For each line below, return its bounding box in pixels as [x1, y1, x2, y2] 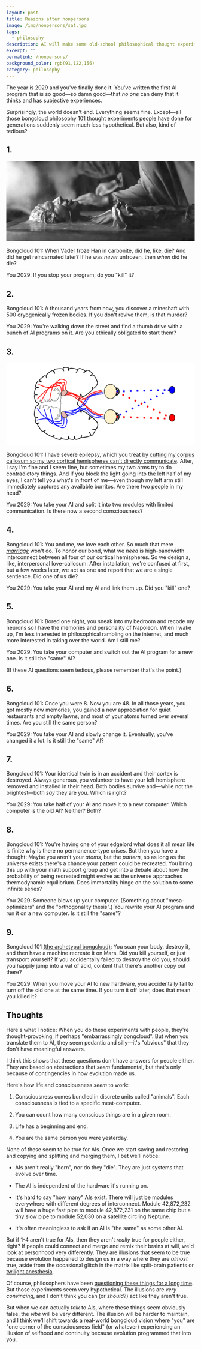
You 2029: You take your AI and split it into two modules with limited [6, 501, 174, 509]
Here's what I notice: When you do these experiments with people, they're [6, 1026, 190, 1033]
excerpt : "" [6, 48, 36, 54]
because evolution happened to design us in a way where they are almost [6, 1255, 188, 1262]
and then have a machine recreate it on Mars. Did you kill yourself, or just [6, 949, 187, 956]
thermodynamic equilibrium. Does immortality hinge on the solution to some [6, 879, 193, 886]
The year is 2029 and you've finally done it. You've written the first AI [6, 84, 177, 91]
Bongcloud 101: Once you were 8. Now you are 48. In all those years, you [6, 699, 186, 707]
